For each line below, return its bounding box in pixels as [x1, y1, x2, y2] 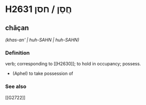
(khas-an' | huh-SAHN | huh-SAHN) [5, 37, 79, 43]
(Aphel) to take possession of [12, 70, 73, 76]
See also [5, 83, 26, 90]
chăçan [5, 24, 29, 32]
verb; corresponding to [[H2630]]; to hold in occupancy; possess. [5, 61, 141, 67]
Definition [5, 49, 30, 56]
